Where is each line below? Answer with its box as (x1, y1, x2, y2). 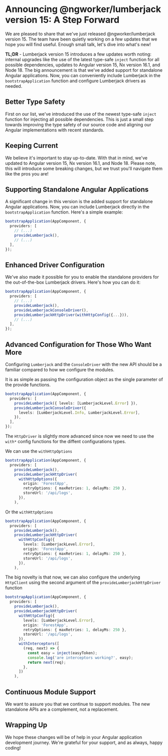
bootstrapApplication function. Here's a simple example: (5, 209, 123, 215)
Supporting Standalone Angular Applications (5, 185, 149, 194)
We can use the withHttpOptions (5, 448, 73, 454)
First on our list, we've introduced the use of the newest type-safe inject (5, 111, 156, 117)
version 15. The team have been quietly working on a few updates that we (5, 36, 157, 42)
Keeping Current (5, 141, 59, 150)
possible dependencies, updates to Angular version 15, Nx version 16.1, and (5, 62, 160, 68)
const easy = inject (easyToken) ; (27, 650, 98, 655)
